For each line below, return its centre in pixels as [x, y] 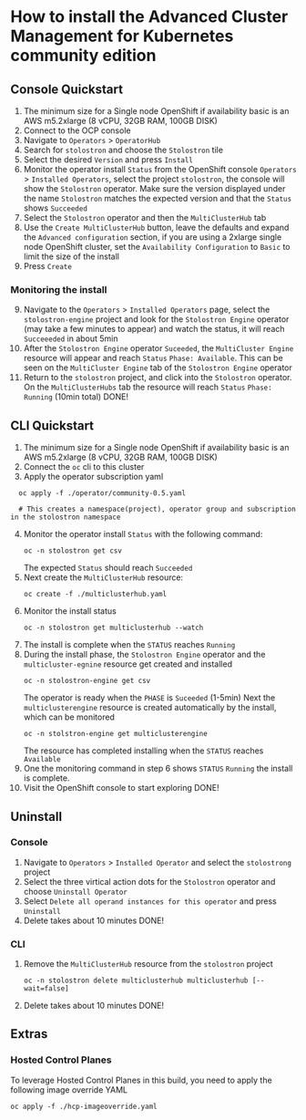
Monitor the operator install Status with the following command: [143, 534]
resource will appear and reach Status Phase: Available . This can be [153, 358]
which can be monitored [69, 717]
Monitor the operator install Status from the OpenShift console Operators [160, 169]
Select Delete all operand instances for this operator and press [150, 901]
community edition [83, 56]
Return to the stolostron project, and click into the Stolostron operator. [158, 378]
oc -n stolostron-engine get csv [87, 681]
